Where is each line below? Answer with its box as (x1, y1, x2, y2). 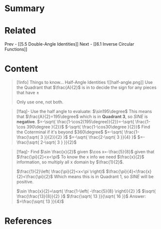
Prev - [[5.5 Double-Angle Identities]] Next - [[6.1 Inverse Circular (4, 41, 134, 47)
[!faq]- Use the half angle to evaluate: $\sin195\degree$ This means (16, 109, 152, 114)
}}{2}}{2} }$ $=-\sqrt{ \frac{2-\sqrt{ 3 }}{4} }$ (44, 134, 137, 140)
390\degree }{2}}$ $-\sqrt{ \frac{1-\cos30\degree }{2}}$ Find (26, 124, 150, 130)
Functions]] (4, 47, 28, 52)
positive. (16, 179, 34, 185)
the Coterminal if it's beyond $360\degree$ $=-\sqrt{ (16, 129, 123, 135)
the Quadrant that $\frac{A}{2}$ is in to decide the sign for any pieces (16, 84, 157, 90)
